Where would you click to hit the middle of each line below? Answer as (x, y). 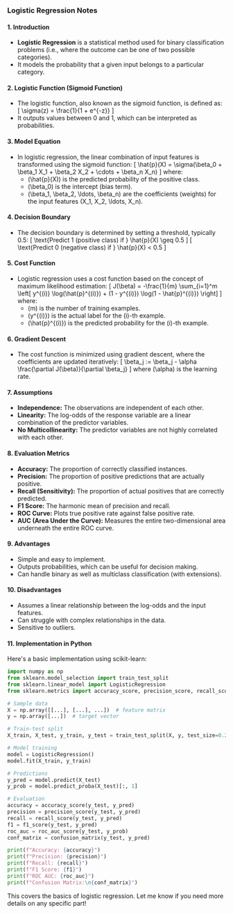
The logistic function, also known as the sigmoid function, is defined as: (120, 104)
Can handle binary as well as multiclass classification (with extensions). (119, 574)
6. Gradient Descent (37, 338)
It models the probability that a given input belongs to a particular (111, 65)
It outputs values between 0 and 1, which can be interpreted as (107, 118)
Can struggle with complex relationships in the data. (92, 620)
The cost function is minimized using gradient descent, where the (111, 354)
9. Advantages (29, 544)
